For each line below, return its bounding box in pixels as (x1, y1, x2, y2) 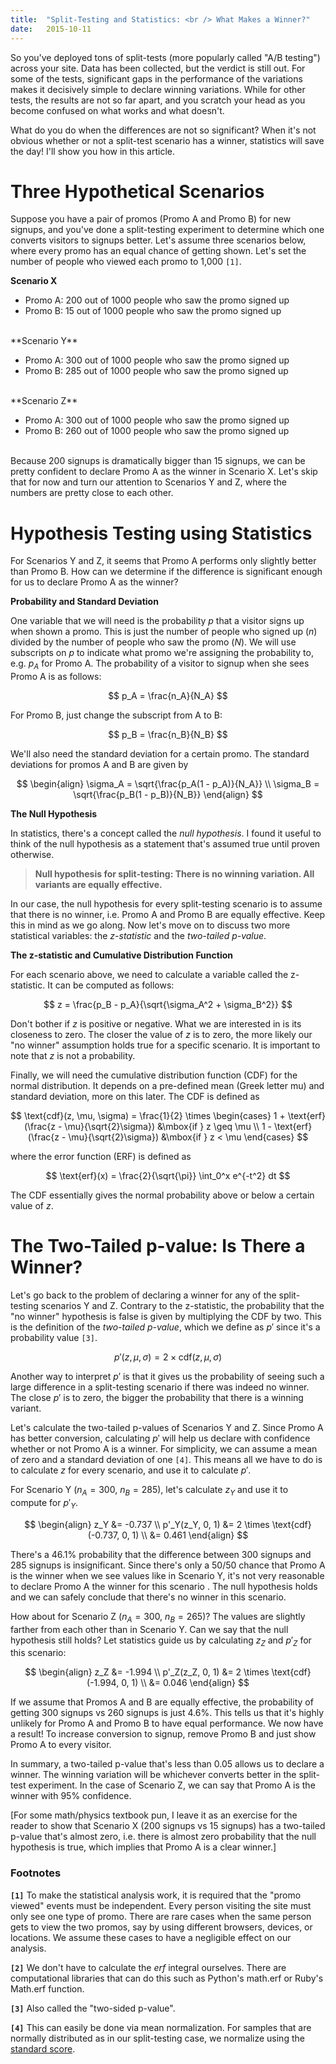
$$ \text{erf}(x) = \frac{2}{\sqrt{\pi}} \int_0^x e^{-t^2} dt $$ (45, 1170, 291, 1182)
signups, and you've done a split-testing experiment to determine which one (10, 224, 325, 236)
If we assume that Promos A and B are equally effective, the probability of (10, 1696, 314, 1708)
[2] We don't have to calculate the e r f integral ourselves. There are (10, 1961, 287, 1973)
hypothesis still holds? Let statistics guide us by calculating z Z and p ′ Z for (10, 1634, 312, 1648)
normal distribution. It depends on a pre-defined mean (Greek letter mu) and (10, 1080, 325, 1092)
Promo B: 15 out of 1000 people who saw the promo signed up (24, 305, 282, 317)
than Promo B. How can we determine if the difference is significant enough (10, 566, 323, 578)
